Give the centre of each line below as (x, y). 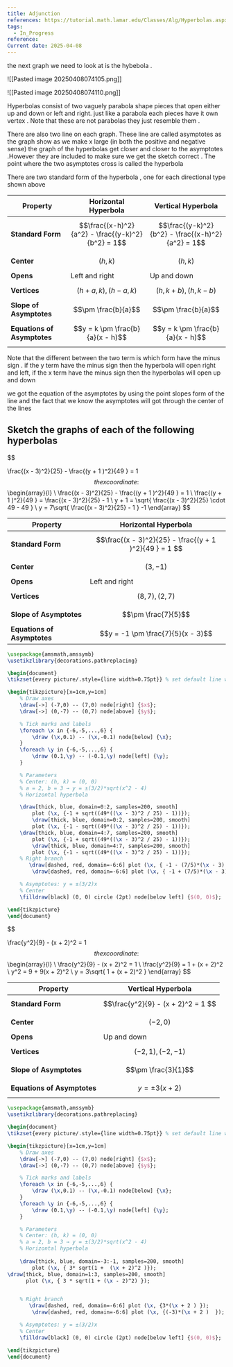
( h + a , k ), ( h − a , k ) (107, 290)
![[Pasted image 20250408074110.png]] (64, 92)
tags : (15, 26)
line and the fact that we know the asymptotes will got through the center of (115, 401)
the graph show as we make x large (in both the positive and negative (106, 142)
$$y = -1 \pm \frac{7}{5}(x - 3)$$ (156, 634)
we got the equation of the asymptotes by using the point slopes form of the (116, 393)
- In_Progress (34, 33)
